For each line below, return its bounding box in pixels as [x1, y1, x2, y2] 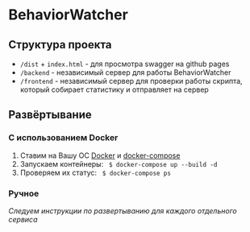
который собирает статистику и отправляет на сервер [19, 85, 210, 94]
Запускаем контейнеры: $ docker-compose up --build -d [19, 159, 218, 168]
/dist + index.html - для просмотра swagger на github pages [19, 59, 230, 68]
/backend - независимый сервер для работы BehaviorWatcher [19, 68, 231, 77]
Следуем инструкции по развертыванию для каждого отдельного [8, 205, 237, 215]
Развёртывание [8, 108, 92, 122]
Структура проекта [8, 38, 112, 52]
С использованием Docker [8, 132, 119, 143]
